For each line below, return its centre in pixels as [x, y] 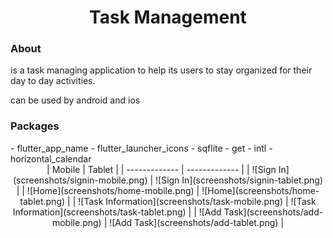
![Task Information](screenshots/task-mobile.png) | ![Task [197, 201]
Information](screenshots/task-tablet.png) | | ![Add [117, 212]
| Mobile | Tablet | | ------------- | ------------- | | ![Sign [161, 169]
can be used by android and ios [75, 100]
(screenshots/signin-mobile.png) [80, 180]
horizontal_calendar [51, 158]
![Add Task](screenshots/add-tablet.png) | [197, 222]
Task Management [168, 17]
